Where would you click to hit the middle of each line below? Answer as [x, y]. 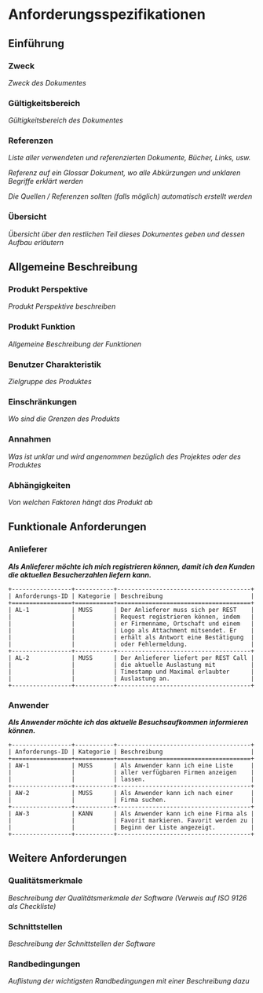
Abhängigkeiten [39, 485]
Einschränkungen [42, 401]
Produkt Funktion [42, 327]
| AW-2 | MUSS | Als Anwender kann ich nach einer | [131, 793]
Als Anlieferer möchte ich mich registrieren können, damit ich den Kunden [131, 566]
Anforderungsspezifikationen [107, 15]
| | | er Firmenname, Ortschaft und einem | [131, 623]
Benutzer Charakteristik [55, 365]
